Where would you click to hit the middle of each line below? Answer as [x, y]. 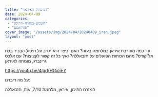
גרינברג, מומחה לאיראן [26, 61]
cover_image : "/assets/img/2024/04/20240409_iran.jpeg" [63, 32]
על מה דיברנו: [18, 80]
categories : [17, 19]
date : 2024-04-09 [23, 14]
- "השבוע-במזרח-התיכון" [27, 23]
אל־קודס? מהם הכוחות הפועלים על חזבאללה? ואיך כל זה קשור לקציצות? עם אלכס [79, 56]
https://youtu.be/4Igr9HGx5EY [36, 70]
